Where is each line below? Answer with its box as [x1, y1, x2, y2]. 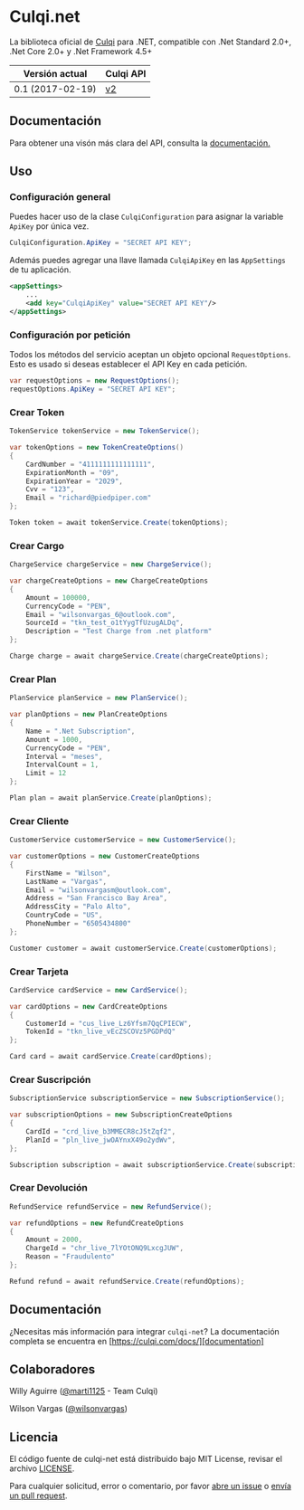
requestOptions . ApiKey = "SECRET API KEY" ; [9, 385, 176, 394]
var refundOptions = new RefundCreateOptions [9, 1219, 184, 1228]
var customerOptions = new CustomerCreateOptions [9, 852, 201, 861]
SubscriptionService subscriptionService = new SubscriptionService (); [9, 1094, 285, 1103]
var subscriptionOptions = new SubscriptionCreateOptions [9, 1110, 233, 1119]
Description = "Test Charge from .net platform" [25, 627, 213, 636]
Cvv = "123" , [25, 485, 75, 494]
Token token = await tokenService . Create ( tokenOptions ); [9, 518, 229, 527]
